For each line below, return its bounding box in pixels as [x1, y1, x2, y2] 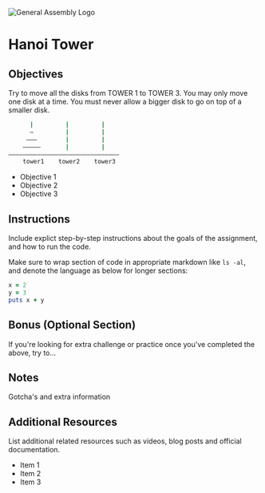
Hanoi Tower [8, 36, 94, 53]
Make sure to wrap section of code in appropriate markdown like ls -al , [8, 258, 246, 267]
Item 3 [19, 477, 42, 487]
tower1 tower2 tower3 [22, 158, 116, 166]
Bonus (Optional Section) [8, 318, 136, 332]
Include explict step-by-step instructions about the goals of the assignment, [8, 234, 258, 243]
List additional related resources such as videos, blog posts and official [8, 436, 242, 446]
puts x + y [8, 296, 45, 304]
